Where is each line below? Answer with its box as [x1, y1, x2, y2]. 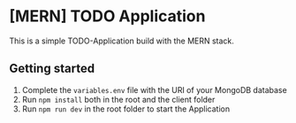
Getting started [9, 61, 95, 76]
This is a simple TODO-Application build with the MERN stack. [9, 35, 234, 46]
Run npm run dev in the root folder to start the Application [21, 104, 231, 114]
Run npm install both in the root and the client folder [21, 94, 216, 104]
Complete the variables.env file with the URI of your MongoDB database [21, 84, 287, 95]
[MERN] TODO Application [9, 6, 206, 27]
